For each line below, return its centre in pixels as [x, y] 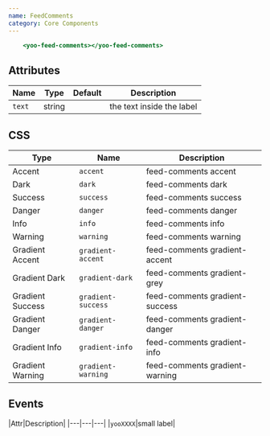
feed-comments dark [186, 184]
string [54, 107]
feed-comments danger [192, 210]
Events [26, 404]
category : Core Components [53, 23]
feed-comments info [185, 224]
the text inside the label [153, 107]
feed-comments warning [193, 237]
